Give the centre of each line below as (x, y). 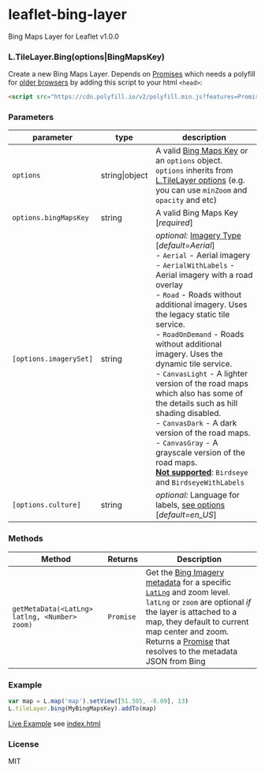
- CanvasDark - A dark (196, 423)
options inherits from (194, 171)
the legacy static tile (192, 315)
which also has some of (199, 394)
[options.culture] (47, 505)
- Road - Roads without (198, 295)
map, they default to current (197, 621)
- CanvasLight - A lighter (202, 374)
